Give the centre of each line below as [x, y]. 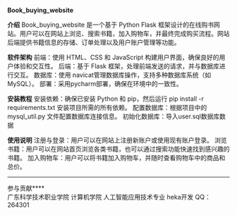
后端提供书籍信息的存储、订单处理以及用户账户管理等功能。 [94, 42]
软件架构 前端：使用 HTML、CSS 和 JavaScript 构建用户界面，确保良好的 [114, 57]
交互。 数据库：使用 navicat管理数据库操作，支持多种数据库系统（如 [112, 75]
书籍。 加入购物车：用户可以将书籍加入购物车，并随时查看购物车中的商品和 [116, 158]
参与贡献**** [26, 188]
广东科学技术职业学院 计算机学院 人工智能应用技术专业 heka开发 [101, 197]
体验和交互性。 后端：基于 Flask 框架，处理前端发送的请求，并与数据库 [116, 66]
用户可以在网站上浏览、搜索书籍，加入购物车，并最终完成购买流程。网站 [124, 33]
